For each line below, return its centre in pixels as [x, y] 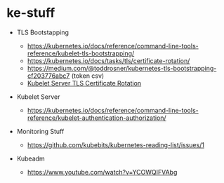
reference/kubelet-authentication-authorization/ [97, 118]
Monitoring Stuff [40, 131]
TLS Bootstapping [43, 32]
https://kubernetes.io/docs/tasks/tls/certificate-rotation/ [108, 60]
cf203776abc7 [48, 76]
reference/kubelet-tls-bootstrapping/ [81, 53]
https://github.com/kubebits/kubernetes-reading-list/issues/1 [116, 144]
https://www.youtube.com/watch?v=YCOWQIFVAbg [102, 172]
